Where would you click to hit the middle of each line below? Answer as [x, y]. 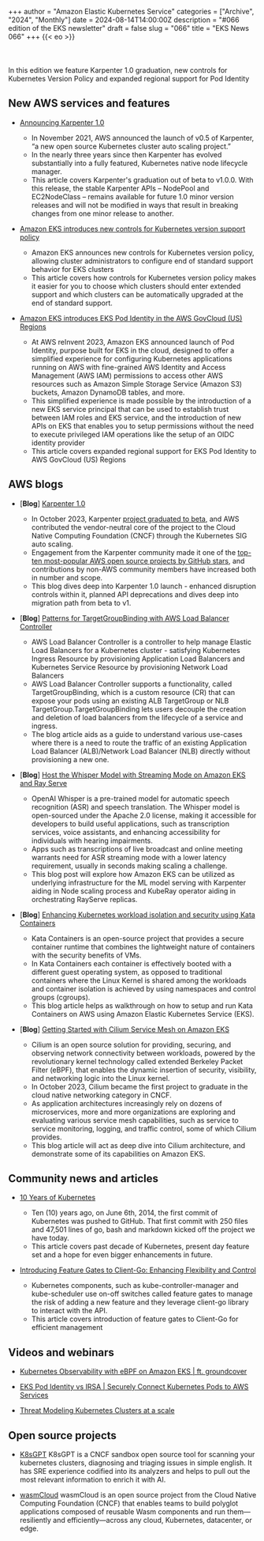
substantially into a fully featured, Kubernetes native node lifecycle [139, 163]
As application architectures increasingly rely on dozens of [126, 1103]
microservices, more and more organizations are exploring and [133, 1112]
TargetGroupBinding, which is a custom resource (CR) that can [133, 692]
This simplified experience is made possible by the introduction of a [141, 400]
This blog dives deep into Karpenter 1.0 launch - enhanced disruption [144, 586]
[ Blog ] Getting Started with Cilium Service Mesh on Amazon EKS [125, 1029]
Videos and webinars [61, 1352]
